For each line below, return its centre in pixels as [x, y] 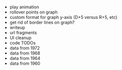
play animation [24, 7]
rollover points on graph [34, 12]
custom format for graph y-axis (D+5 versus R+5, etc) [63, 17]
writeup [17, 28]
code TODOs [23, 43]
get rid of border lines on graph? [42, 22]
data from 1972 [25, 48]
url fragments [23, 33]
